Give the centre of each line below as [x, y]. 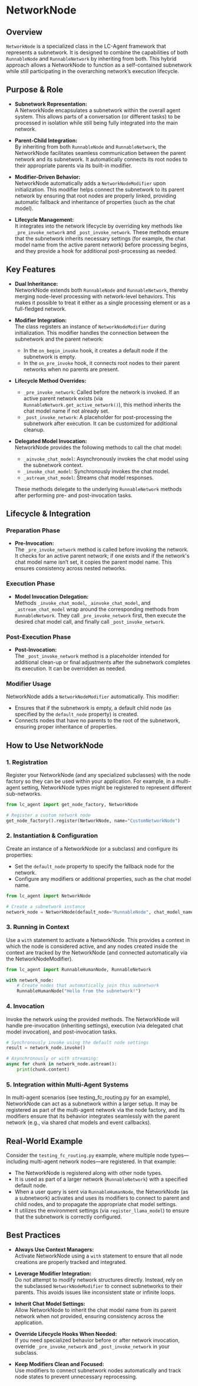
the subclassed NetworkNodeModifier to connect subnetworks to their [98, 1286]
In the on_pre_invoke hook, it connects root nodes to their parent [102, 363]
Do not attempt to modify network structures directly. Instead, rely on [99, 1279]
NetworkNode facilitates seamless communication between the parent [100, 153]
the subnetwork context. [53, 465]
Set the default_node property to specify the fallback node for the [94, 866]
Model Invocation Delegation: [52, 597]
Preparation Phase [33, 530]
